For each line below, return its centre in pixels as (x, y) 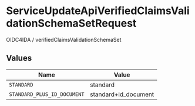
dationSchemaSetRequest (71, 23)
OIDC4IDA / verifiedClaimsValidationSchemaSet (64, 39)
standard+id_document (122, 94)
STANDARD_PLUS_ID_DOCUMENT (47, 94)
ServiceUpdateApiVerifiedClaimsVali (98, 11)
